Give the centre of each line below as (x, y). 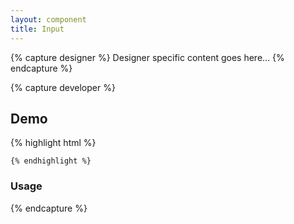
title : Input (37, 29)
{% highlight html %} (53, 143)
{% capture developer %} (63, 87)
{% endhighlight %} (51, 161)
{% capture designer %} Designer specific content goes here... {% (147, 57)
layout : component (48, 19)
